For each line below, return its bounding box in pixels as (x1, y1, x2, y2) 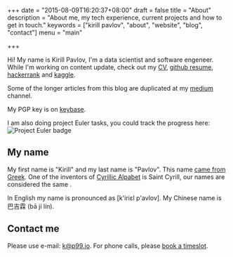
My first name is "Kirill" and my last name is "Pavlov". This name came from (7, 165, 226, 173)
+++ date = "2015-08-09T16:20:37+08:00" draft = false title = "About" (7, 6, 212, 14)
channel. (7, 91, 33, 100)
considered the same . (7, 180, 72, 188)
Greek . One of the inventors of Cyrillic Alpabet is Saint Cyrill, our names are (7, 172, 225, 181)
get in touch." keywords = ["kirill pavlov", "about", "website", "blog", (7, 21, 204, 29)
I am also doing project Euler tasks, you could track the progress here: (7, 119, 211, 127)
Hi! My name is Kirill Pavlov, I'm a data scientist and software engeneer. (7, 55, 214, 64)
